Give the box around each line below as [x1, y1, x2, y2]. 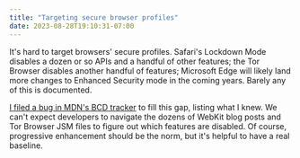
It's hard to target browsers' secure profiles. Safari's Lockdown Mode [9, 46, 267, 57]
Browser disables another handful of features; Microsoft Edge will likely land [9, 65, 292, 76]
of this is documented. [9, 84, 93, 95]
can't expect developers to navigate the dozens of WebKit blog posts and [9, 111, 281, 122]
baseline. [9, 140, 43, 151]
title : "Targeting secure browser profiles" [9, 13, 179, 22]
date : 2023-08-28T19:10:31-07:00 [9, 22, 135, 31]
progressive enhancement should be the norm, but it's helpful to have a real [9, 130, 290, 141]
